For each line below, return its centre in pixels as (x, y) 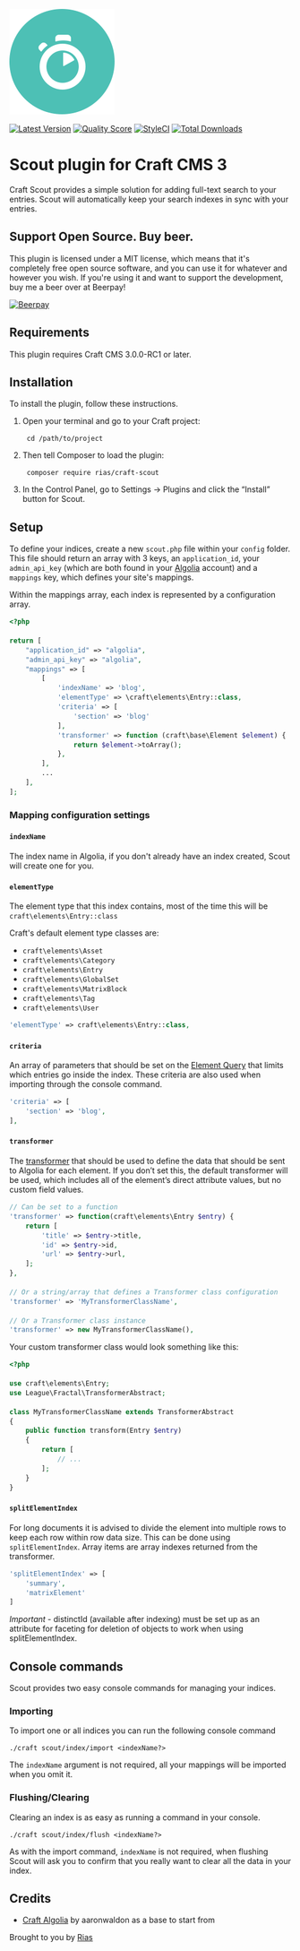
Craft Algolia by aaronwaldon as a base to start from (119, 1920)
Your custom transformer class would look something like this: (124, 1347)
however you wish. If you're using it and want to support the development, (146, 277)
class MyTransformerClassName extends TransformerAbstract (122, 1411)
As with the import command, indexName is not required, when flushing (139, 1852)
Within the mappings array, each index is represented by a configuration (142, 595)
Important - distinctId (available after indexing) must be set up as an (135, 1619)
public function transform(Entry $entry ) (103, 1431)
